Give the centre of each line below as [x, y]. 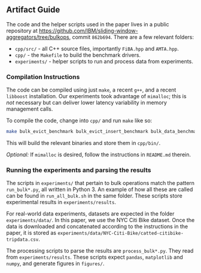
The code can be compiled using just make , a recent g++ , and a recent [91, 90]
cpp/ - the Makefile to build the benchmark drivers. [78, 55]
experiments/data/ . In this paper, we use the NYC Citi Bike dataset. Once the [100, 220]
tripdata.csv [22, 240]
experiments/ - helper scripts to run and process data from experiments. [104, 61]
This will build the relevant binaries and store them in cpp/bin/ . [83, 142]
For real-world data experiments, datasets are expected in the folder [90, 214]
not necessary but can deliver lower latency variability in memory [87, 103]
